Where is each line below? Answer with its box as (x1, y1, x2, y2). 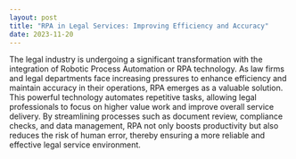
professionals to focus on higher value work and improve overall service (9, 102, 275, 113)
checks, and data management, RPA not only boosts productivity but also (9, 121, 279, 131)
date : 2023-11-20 (9, 29, 74, 38)
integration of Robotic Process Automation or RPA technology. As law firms (9, 63, 285, 74)
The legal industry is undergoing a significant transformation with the (9, 54, 263, 65)
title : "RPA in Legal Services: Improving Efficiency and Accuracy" (9, 21, 269, 30)
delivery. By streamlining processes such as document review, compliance (9, 111, 284, 121)
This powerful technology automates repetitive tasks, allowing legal (9, 92, 257, 103)
